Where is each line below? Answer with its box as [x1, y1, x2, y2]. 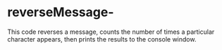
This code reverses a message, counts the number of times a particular [7, 27, 215, 36]
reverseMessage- [7, 4, 114, 20]
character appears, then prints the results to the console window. [7, 35, 197, 43]
